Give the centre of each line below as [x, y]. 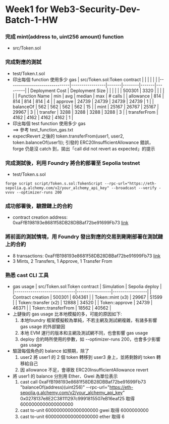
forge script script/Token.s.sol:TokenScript [54, 184]
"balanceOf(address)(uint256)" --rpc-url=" [65, 387]
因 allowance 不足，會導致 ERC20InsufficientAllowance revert [84, 369]
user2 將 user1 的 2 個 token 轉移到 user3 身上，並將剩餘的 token [88, 357]
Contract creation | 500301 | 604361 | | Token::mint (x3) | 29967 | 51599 [88, 297]
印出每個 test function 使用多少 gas [49, 123]
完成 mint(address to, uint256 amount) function [65, 37]
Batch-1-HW [32, 20]
